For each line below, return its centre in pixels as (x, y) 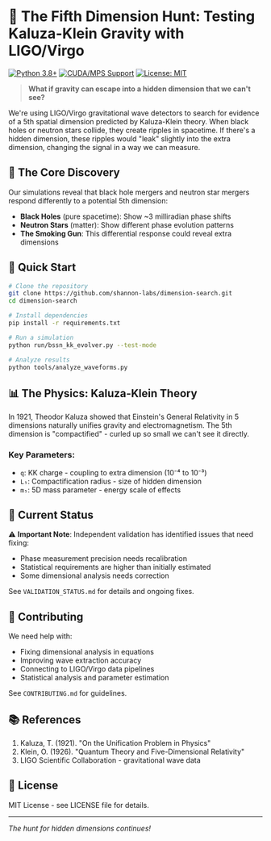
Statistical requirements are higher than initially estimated (115, 567)
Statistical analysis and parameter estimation (94, 678)
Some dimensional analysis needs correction (94, 575)
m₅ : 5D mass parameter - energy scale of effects (100, 490)
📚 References (45, 720)
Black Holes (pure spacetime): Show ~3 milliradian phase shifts (125, 216)
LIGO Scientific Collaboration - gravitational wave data (110, 760)
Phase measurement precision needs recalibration (104, 559)
